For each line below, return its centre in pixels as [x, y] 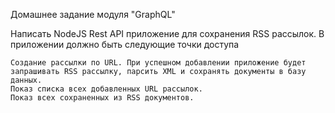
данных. [26, 80]
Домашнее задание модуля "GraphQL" [93, 14]
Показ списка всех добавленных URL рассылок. [106, 89]
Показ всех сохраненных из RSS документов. [102, 98]
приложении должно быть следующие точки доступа [125, 44]
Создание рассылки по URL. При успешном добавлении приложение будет [158, 63]
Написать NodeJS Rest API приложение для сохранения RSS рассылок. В [167, 33]
